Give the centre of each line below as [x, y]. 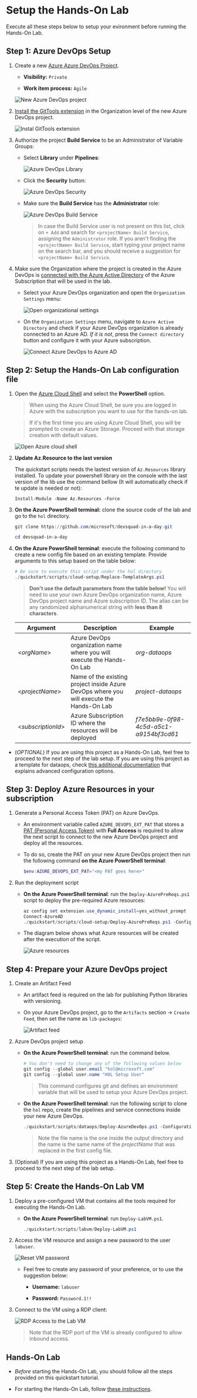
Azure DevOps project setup [49, 1042]
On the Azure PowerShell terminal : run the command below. [97, 1053]
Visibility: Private [45, 76]
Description [100, 628]
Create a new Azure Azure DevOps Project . [67, 65]
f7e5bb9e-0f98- [160, 720]
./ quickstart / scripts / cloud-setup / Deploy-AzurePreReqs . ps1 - [99, 922]
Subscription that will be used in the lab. [63, 281]
